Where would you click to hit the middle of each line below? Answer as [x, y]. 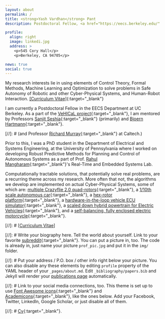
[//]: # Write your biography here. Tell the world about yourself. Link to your [82, 235]
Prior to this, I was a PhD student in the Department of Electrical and [75, 143]
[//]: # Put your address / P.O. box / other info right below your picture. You [81, 261]
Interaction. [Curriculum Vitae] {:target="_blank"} [54, 99]
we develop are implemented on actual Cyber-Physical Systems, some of [80, 184]
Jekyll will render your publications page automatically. [61, 276]
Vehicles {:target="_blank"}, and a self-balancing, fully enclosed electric [78, 211]
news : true [16, 64]
